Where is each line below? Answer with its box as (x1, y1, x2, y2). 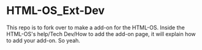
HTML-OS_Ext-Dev (6, 4, 105, 18)
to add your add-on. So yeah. (6, 37, 81, 44)
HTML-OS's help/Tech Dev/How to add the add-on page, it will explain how (6, 30, 196, 37)
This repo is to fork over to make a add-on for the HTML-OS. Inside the (6, 24, 185, 31)
